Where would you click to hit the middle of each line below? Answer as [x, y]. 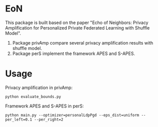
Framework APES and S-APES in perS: [44, 106]
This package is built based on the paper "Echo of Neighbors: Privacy [77, 22]
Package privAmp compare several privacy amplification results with [83, 42]
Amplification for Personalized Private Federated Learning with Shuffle [78, 27]
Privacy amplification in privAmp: [39, 87]
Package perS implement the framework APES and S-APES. [74, 53]
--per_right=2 [49, 119]
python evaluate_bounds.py [33, 96]
